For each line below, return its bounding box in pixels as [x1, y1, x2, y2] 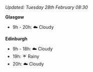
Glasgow [5, 14, 24, 20]
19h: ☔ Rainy [12, 53, 39, 59]
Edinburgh [5, 36, 28, 42]
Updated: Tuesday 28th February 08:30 [5, 5, 88, 10]
